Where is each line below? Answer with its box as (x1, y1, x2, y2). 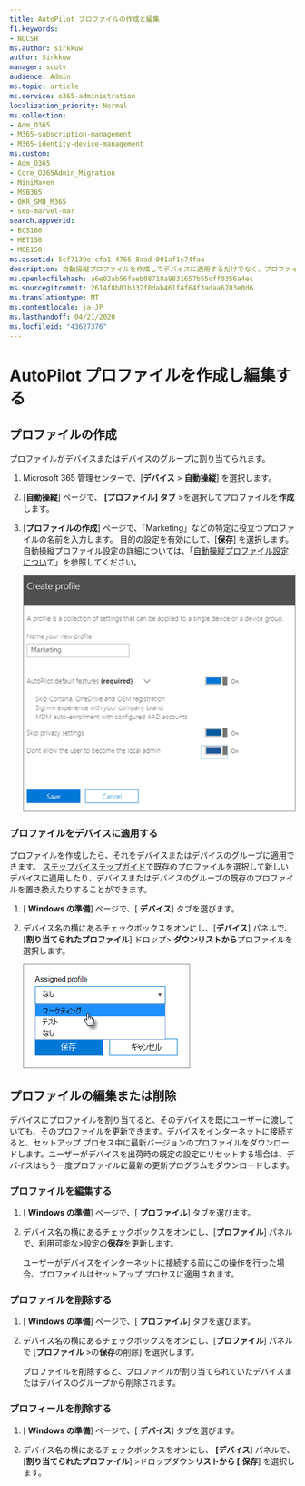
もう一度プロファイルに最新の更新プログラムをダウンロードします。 (40, 1159, 295, 1170)
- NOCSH (9, 34, 39, 43)
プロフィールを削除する (9, 1402, 112, 1415)
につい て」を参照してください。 (22, 556, 143, 567)
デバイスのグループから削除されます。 (38, 1378, 182, 1389)
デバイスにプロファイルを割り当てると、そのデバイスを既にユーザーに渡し (9, 1114, 287, 1125)
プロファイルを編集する (9, 1185, 112, 1197)
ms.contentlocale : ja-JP (9, 303, 103, 312)
